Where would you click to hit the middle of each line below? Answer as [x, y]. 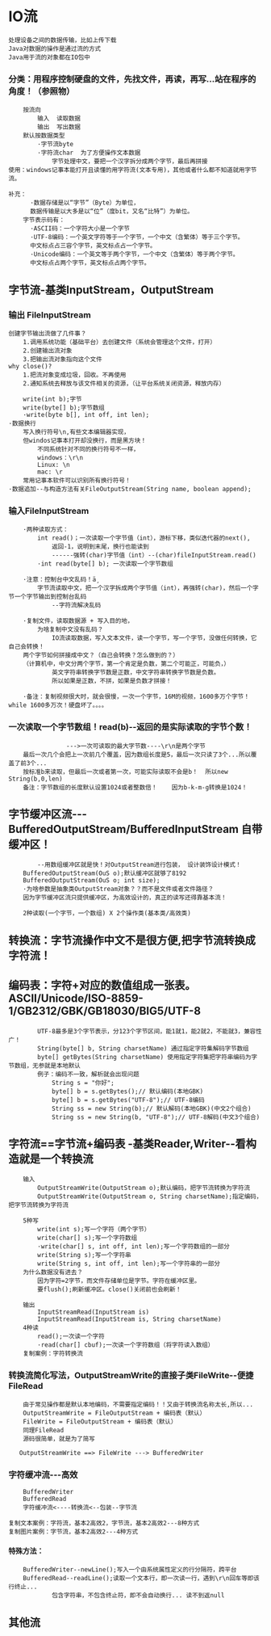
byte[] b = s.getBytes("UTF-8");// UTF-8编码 [128, 1100]
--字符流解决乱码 [76, 606]
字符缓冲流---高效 [43, 1474]
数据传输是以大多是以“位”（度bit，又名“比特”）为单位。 [111, 212]
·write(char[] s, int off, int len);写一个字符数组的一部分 [133, 1247]
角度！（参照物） [42, 91]
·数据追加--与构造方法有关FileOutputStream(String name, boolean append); [130, 489]
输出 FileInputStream [50, 314]
